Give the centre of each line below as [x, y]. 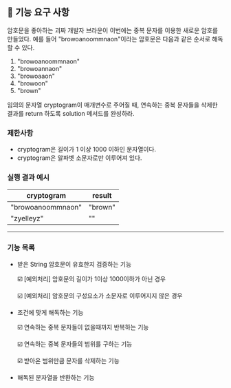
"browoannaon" [40, 68]
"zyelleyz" [27, 218]
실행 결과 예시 [29, 178]
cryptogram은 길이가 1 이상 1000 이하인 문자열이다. [87, 150]
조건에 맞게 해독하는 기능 [50, 312]
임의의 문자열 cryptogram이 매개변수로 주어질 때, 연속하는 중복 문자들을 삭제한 [112, 105]
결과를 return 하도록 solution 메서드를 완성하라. [71, 113]
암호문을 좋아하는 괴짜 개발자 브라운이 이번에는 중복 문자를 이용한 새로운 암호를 [113, 30]
